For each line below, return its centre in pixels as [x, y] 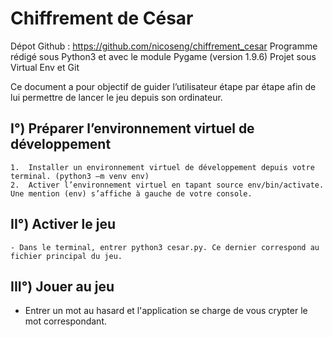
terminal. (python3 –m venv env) [80, 176]
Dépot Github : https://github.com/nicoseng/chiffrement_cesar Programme [164, 46]
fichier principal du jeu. [66, 256]
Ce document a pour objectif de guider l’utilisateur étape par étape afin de [163, 86]
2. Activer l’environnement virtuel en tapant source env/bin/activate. [167, 185]
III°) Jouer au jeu [62, 286]
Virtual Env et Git [45, 67]
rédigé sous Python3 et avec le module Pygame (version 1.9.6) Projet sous [163, 56]
